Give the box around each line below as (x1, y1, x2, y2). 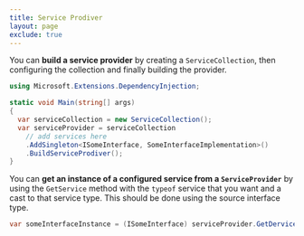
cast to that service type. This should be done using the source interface (9, 193, 280, 203)
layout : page (9, 22, 59, 31)
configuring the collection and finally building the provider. (9, 64, 228, 75)
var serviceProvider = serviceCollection (17, 123, 176, 132)
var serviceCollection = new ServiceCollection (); (17, 115, 213, 124)
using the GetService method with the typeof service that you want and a (9, 183, 282, 194)
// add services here (25, 132, 107, 141)
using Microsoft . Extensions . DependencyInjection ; (9, 82, 201, 91)
